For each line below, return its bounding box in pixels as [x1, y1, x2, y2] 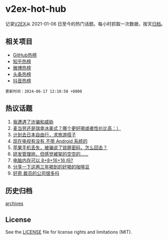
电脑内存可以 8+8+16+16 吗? [12, 157, 73, 163]
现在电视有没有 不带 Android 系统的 [12, 138, 88, 144]
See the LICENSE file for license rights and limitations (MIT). [5, 229, 133, 235]
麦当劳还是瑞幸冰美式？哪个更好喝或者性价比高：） [12, 125, 121, 131]
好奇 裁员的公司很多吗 [12, 170, 60, 176]
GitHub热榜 [12, 52, 37, 58]
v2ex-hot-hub [5, 3, 67, 15]
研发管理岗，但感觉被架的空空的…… [12, 151, 88, 157]
